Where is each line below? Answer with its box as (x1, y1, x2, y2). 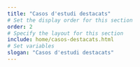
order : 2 (7, 23, 33, 30)
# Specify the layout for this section (7, 29, 124, 37)
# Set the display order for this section (7, 17, 133, 24)
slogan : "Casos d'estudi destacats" (7, 50, 114, 57)
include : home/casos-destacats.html (7, 36, 114, 43)
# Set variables (7, 43, 55, 50)
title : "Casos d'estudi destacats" (7, 10, 111, 17)
